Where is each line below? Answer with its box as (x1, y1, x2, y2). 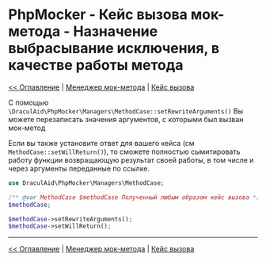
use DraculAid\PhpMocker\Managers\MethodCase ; (8, 178, 165, 187)
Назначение (73, 22, 158, 40)
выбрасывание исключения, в (8, 40, 220, 57)
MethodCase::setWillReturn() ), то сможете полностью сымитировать (8, 147, 241, 156)
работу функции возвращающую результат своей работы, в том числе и (8, 155, 254, 164)
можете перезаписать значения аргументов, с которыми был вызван (8, 114, 244, 124)
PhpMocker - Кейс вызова (8, 6, 188, 24)
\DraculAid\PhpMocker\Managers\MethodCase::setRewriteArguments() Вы (8, 106, 244, 116)
